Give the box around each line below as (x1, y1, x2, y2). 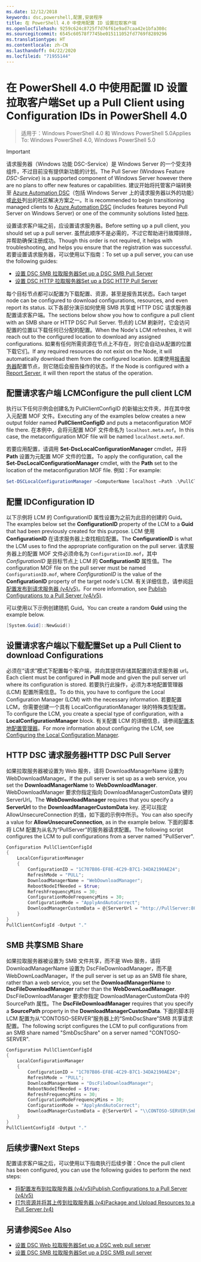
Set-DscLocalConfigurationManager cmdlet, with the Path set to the (6, 460, 178, 467)
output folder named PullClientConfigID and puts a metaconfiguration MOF (6, 419, 193, 427)
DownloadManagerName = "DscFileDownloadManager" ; (28, 1080, 154, 1086)
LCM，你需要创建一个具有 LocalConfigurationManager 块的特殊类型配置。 (6, 703, 190, 710)
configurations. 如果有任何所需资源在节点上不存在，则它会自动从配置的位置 (6, 340, 192, 347)
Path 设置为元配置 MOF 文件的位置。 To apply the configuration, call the (6, 453, 183, 460)
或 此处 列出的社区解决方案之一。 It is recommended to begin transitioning (6, 196, 185, 203)
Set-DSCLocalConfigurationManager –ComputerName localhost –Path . (6, 479, 178, 485)
